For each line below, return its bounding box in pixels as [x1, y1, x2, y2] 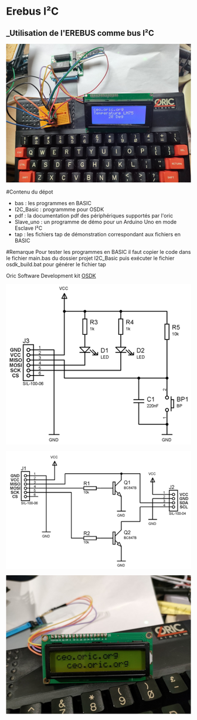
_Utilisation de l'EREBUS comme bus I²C [6, 28, 154, 38]
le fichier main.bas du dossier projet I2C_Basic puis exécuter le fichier [6, 254, 175, 261]
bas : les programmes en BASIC [14, 200, 92, 206]
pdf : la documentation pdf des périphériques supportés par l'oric [14, 212, 174, 219]
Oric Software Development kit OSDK [6, 272, 96, 279]
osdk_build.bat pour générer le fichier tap [6, 261, 107, 268]
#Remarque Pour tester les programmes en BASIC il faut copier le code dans [6, 249, 191, 255]
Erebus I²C [6, 5, 59, 18]
